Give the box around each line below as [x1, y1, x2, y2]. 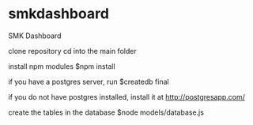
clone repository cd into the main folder [8, 46, 137, 55]
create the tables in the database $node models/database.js [8, 108, 204, 117]
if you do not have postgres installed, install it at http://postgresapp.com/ [8, 92, 245, 101]
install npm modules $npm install [8, 61, 116, 71]
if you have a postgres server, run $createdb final [8, 77, 169, 86]
